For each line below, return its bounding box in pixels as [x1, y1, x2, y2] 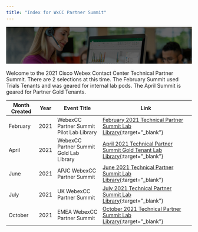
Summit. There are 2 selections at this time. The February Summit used [6, 76, 179, 83]
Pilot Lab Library [57, 128, 97, 135]
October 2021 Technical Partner [102, 205, 181, 212]
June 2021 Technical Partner [102, 164, 174, 171]
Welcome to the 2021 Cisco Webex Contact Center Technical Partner [6, 69, 174, 77]
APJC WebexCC [57, 167, 97, 174]
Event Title [64, 105, 91, 112]
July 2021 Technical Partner [102, 184, 172, 191]
